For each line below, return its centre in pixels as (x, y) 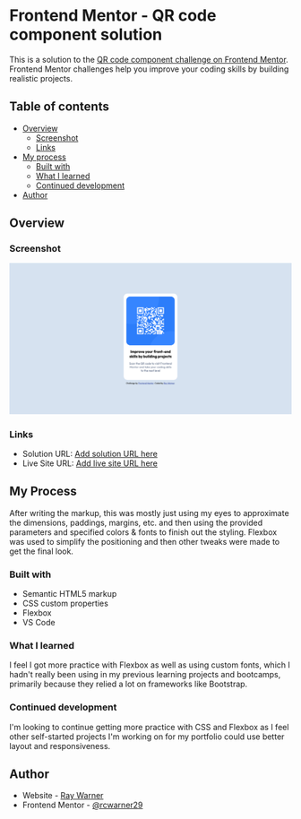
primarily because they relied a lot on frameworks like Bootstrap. (129, 684)
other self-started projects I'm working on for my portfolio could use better (147, 737)
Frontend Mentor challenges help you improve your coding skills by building (149, 69)
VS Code (39, 623)
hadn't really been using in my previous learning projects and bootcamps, (145, 675)
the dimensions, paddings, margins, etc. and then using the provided (136, 522)
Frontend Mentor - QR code (113, 16)
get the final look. (42, 551)
